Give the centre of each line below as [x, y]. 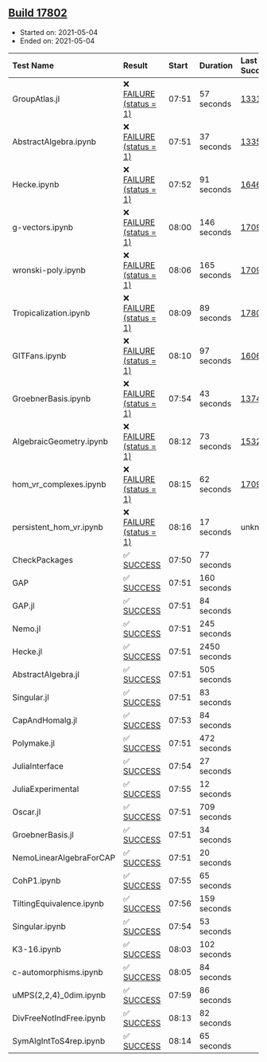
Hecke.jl [27, 651]
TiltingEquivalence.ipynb [58, 903]
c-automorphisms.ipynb [58, 972]
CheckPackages [43, 559]
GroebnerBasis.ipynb [52, 398]
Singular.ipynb [39, 926]
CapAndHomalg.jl [45, 720]
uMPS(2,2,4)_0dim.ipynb [59, 995]
